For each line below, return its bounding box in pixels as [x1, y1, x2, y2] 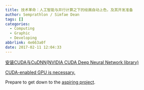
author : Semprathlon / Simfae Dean [5, 12, 80, 17]
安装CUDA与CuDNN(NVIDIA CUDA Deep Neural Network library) [5, 59, 139, 65]
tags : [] [5, 17, 24, 22]
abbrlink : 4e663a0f [5, 40, 46, 45]
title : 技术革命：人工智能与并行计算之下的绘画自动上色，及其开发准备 [5, 7, 133, 13]
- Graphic [10, 31, 30, 36]
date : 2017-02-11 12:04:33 [5, 45, 62, 50]
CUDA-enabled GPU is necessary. [5, 69, 76, 75]
